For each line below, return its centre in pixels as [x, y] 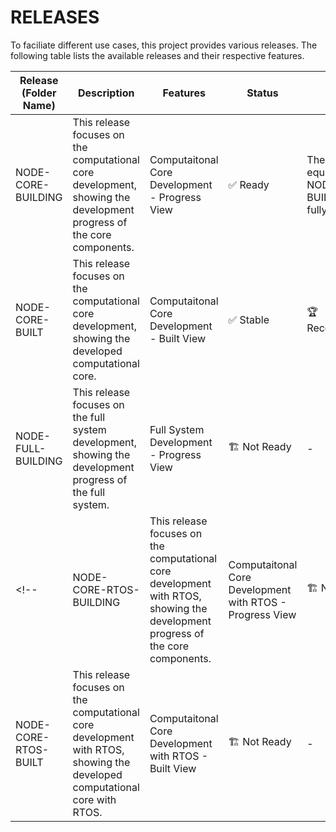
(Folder [39, 93]
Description [106, 93]
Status [262, 93]
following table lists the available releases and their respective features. [157, 55]
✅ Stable [249, 319]
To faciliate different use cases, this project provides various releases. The [164, 45]
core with [94, 799]
